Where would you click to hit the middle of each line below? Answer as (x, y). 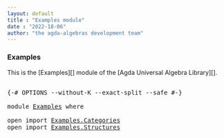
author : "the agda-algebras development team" (75, 33)
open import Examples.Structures (64, 127)
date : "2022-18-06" (37, 26)
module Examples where (46, 106)
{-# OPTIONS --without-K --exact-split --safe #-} (95, 92)
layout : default (30, 14)
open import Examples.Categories (64, 120)
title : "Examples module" (46, 20)
